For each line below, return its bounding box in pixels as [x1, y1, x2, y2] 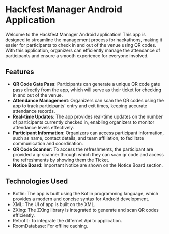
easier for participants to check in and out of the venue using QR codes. [5, 42, 156, 48]
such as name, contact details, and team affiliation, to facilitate [12, 135, 144, 141]
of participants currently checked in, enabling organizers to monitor [12, 119, 155, 125]
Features [5, 68, 34, 76]
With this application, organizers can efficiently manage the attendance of [5, 47, 160, 53]
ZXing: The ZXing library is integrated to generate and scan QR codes [12, 207, 159, 213]
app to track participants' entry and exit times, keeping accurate [12, 103, 148, 109]
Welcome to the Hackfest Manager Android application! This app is [5, 31, 146, 37]
